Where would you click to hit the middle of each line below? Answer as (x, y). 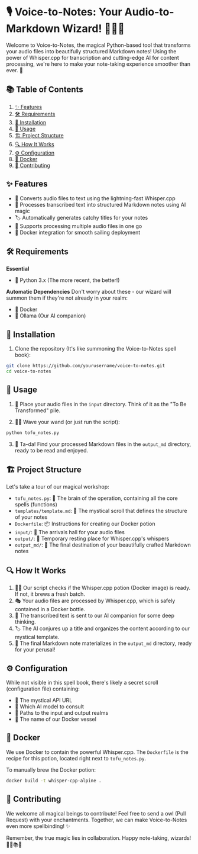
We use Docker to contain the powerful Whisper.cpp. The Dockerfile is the (97, 752)
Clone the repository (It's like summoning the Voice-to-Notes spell (95, 349)
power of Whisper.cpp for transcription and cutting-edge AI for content (92, 57)
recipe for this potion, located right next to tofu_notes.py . (76, 758)
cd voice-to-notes (29, 371)
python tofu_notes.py (33, 433)
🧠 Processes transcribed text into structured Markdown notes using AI (100, 204)
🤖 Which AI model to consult (49, 707)
